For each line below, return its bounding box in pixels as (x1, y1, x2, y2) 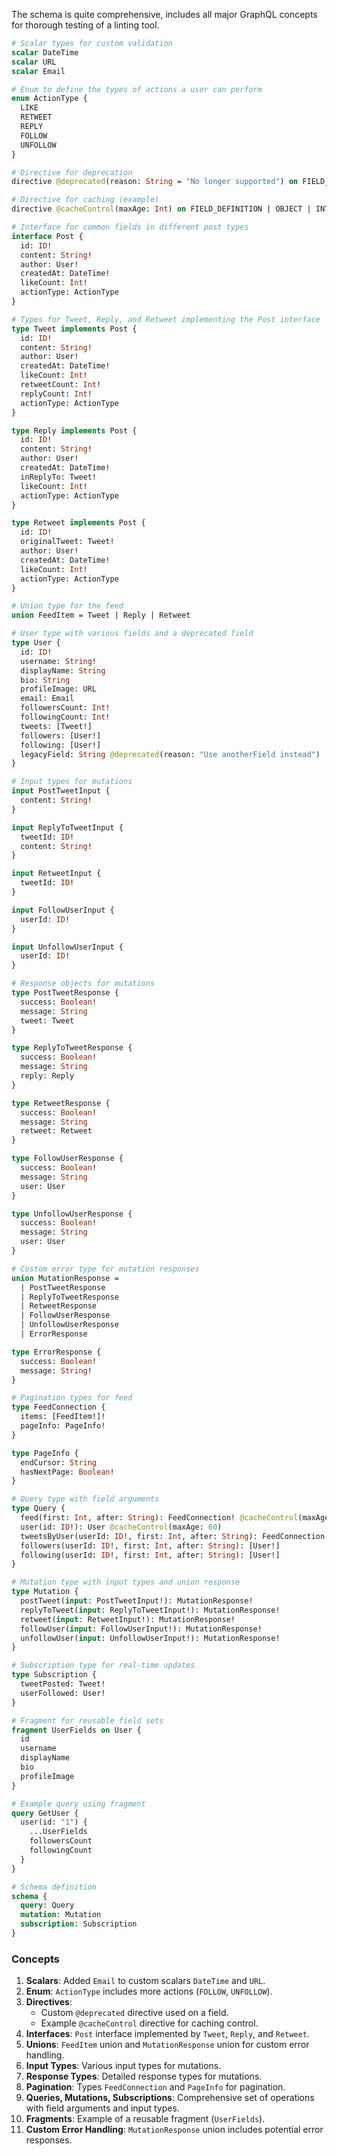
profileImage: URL (20, 684, 98, 694)
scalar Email (11, 66, 66, 76)
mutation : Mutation (20, 1910, 102, 1920)
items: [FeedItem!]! (20, 1412, 106, 1422)
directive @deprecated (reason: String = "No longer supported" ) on (11, 177, 299, 187)
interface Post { (11, 231, 84, 241)
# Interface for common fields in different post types (11, 222, 249, 232)
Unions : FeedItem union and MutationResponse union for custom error (25, 2039, 310, 2051)
